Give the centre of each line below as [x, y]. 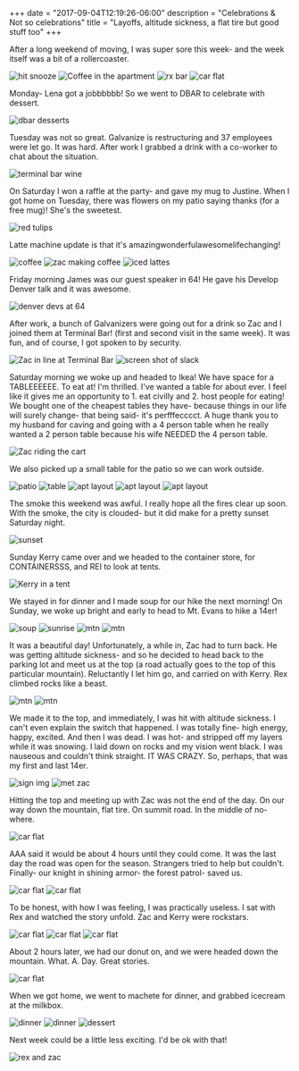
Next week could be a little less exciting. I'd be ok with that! [118, 1040]
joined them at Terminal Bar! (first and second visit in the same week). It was [150, 333]
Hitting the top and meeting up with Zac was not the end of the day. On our [147, 800]
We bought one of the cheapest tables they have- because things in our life [148, 405]
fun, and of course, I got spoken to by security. [96, 342]
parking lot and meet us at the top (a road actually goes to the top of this [143, 664]
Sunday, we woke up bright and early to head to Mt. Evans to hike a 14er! [143, 611]
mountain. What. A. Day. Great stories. [79, 961]
